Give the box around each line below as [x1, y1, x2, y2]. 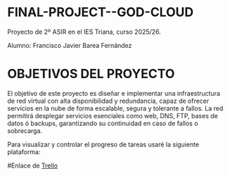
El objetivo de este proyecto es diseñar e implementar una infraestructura [7, 89, 220, 97]
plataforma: [7, 147, 41, 156]
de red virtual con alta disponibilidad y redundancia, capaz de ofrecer [7, 96, 210, 105]
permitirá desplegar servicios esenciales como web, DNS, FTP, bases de [7, 111, 218, 120]
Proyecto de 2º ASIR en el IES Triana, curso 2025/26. [7, 27, 162, 36]
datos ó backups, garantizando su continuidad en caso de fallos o [7, 119, 198, 127]
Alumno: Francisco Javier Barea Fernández [7, 41, 132, 49]
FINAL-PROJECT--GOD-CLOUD [7, 4, 194, 20]
